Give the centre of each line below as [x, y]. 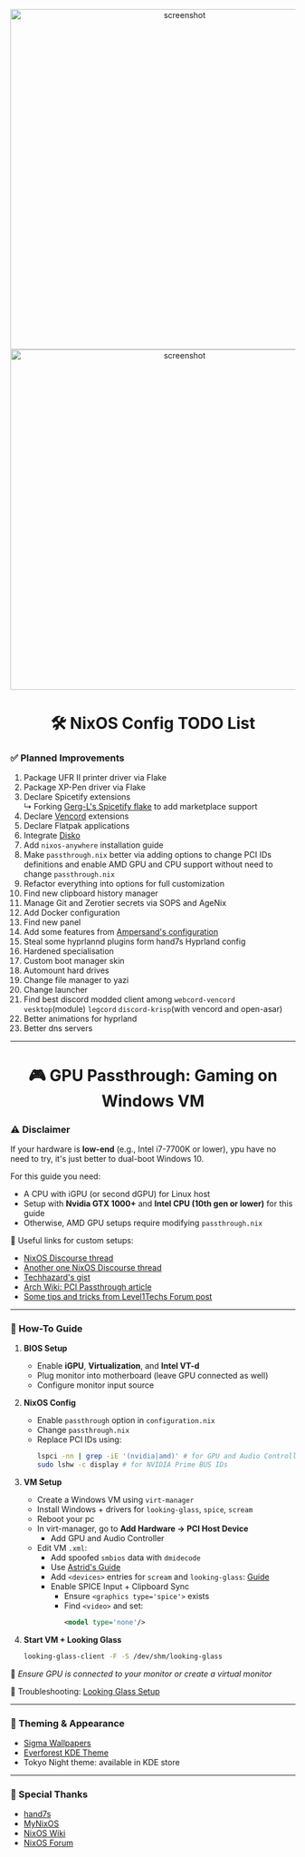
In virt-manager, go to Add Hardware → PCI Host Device [143, 1528]
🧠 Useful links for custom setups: [72, 1240]
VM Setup [43, 1482]
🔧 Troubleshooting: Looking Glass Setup [86, 1691]
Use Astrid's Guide [86, 1567]
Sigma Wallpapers [57, 1744]
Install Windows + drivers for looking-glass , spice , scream [145, 1509]
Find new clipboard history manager [91, 893]
